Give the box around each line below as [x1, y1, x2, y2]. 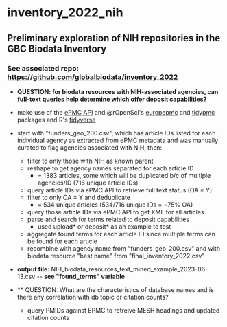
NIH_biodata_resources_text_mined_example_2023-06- [51, 264, 208, 273]
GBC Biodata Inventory [7, 43, 107, 54]
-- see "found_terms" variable [36, 272, 126, 280]
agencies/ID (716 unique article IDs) [37, 179, 139, 187]
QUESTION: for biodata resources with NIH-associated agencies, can [16, 87, 219, 95]
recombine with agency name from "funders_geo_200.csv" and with [27, 244, 221, 252]
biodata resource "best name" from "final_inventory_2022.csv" [27, 251, 205, 260]
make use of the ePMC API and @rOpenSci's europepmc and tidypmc [16, 108, 215, 116]
